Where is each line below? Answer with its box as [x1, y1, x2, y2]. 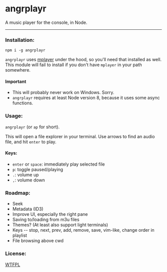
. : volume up [12, 172, 39, 178]
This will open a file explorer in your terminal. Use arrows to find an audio [5, 133, 155, 139]
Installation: [5, 36, 35, 43]
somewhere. [5, 67, 31, 73]
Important [5, 78, 26, 85]
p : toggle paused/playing [12, 166, 64, 172]
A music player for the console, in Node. [5, 19, 88, 25]
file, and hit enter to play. [5, 139, 57, 145]
